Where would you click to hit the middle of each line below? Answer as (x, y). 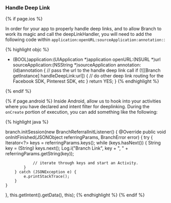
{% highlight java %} (27, 122)
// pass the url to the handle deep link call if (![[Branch (104, 70)
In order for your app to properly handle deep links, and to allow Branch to (83, 29)
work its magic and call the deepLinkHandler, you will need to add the (79, 34)
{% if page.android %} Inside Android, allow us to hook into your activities (83, 101)
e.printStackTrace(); (47, 177)
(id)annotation (27, 70)
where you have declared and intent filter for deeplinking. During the (78, 107)
